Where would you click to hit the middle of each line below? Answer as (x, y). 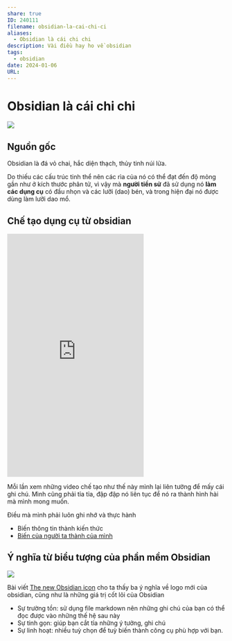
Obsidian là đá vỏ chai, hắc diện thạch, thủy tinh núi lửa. (87, 163)
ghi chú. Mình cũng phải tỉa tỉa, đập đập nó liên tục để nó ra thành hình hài (113, 494)
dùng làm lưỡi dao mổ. (39, 199)
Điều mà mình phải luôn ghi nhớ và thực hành (72, 515)
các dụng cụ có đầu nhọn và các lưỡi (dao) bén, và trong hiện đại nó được (113, 192)
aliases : (20, 33)
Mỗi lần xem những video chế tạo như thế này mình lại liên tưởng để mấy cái (116, 487)
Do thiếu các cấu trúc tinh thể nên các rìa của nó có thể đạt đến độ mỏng (112, 177)
